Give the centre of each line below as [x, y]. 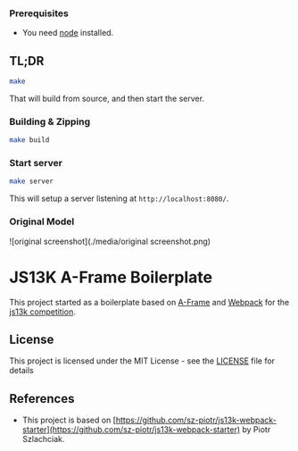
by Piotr [257, 430]
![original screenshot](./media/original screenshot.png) [110, 241]
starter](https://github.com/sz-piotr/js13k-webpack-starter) [131, 430]
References [42, 399]
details [21, 371]
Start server [36, 163]
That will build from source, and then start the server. [107, 98]
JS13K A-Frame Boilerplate [111, 277]
